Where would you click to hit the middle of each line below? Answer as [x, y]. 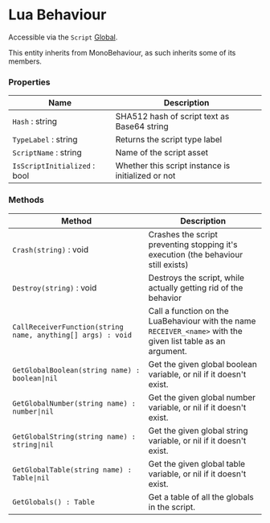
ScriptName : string [47, 153]
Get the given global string [198, 430]
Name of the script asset [162, 153]
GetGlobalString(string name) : [74, 437]
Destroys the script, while [196, 278]
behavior [165, 298]
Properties [29, 82]
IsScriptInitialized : [54, 166]
